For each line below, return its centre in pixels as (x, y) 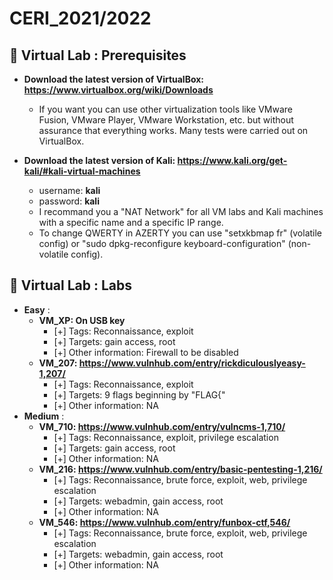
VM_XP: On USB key (82, 320)
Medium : (44, 416)
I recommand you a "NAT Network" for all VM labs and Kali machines (181, 211)
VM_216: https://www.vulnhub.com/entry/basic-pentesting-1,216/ (180, 469)
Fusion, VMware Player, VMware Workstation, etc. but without (166, 120)
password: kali (69, 201)
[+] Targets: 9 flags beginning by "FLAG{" (139, 394)
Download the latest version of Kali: (99, 160)
